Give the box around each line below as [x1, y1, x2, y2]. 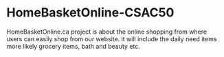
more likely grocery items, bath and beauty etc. [6, 42, 140, 50]
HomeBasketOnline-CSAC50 [6, 5, 175, 21]
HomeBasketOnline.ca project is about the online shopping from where [6, 27, 208, 36]
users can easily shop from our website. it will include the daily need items [6, 34, 217, 43]
